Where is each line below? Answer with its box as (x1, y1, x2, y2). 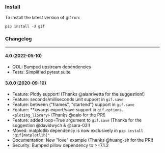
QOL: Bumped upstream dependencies (12, 64, 91, 70)
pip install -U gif (5, 24, 45, 29)
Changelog (5, 35, 32, 42)
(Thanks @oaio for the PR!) (51, 112, 106, 118)
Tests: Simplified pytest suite (12, 69, 71, 75)
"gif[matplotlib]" (12, 133, 50, 138)
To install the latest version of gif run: (5, 15, 81, 21)
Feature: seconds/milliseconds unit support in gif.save (12, 97, 124, 102)
